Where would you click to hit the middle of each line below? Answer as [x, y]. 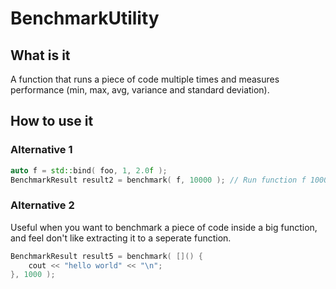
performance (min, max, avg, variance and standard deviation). [140, 90]
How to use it [52, 121]
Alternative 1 [41, 150]
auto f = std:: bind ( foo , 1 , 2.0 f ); [89, 170]
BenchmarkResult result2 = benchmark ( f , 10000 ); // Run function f [158, 180]
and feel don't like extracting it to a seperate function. [121, 238]
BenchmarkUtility [85, 18]
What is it [40, 55]
